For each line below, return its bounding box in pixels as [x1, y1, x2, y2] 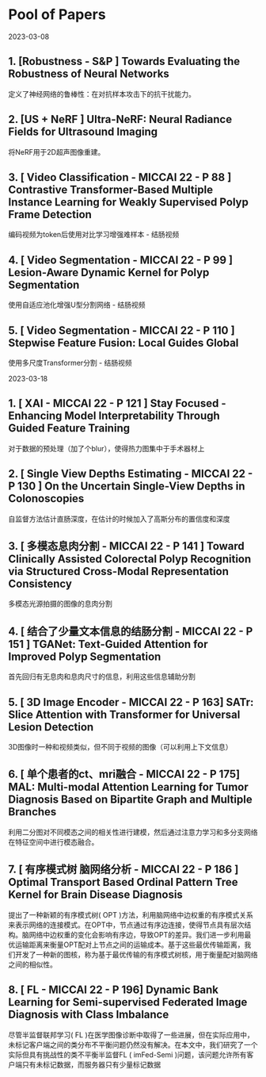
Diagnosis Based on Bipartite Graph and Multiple [8, 793, 253, 807]
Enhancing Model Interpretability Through [8, 409, 220, 423]
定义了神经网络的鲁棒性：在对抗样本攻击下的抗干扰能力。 [8, 89, 196, 98]
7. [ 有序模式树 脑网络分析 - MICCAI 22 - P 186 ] [8, 863, 239, 876]
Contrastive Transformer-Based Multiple [8, 182, 214, 196]
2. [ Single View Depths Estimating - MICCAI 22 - [8, 467, 253, 481]
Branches [8, 805, 57, 818]
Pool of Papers [8, 6, 106, 24]
